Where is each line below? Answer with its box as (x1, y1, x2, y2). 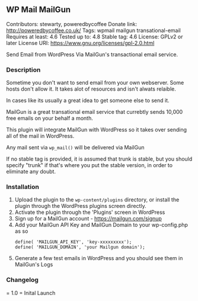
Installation (6, 183, 40, 191)
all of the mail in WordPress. (6, 133, 75, 140)
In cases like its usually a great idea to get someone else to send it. (6, 97, 170, 104)
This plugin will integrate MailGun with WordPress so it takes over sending (6, 126, 187, 133)
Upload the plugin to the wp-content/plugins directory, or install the (14, 196, 180, 203)
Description (6, 65, 41, 73)
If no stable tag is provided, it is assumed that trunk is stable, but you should (6, 155, 193, 162)
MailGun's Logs (14, 261, 53, 268)
